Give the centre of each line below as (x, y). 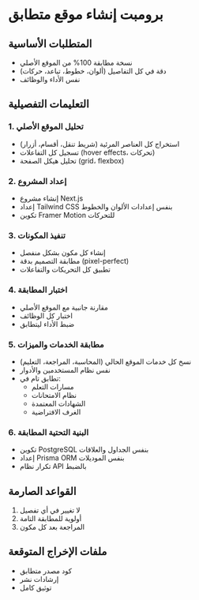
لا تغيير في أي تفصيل (50, 510)
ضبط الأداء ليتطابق (47, 324)
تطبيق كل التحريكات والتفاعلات (65, 269)
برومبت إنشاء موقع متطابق (86, 15)
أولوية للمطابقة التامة (51, 518)
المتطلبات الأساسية (50, 44)
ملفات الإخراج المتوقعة (58, 551)
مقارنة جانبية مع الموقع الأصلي (64, 307)
